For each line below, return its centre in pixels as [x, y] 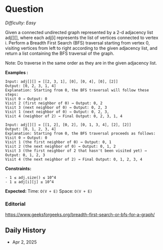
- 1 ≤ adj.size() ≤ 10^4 [31, 177]
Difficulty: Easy [20, 23]
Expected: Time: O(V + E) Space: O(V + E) [49, 191]
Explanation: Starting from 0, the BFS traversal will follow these [77, 90]
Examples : [17, 72]
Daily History [25, 230]
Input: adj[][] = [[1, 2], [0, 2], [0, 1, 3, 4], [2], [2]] [68, 125]
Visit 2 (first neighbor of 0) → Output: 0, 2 [54, 103]
